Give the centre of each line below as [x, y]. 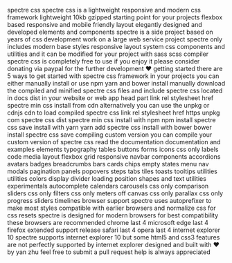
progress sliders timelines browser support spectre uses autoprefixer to [109, 201]
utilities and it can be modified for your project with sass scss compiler [108, 54]
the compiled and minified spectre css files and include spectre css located [115, 90]
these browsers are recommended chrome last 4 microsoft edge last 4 [108, 223]
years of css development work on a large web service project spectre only [115, 39]
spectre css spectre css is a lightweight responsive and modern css [104, 10]
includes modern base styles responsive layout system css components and [116, 47]
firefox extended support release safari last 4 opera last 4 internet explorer [114, 230]
